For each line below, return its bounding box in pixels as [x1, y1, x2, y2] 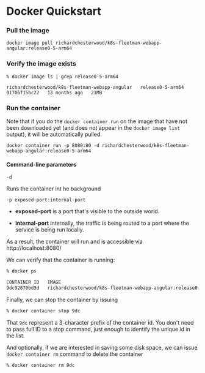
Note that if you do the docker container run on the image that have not [6, 118, 188, 125]
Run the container [6, 104, 61, 112]
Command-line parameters [6, 160, 77, 168]
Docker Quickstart [6, 4, 102, 18]
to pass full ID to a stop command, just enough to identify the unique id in [6, 325, 190, 333]
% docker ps [6, 268, 37, 274]
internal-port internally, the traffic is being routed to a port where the [15, 219, 189, 227]
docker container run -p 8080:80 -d [6, 143, 99, 149]
